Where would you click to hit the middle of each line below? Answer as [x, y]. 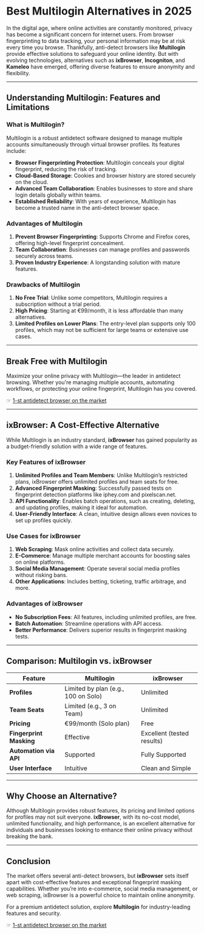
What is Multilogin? [36, 124]
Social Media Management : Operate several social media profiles [97, 569]
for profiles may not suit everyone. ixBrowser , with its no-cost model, [93, 817]
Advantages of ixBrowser [45, 604]
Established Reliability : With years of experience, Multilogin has [96, 201]
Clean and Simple [166, 768]
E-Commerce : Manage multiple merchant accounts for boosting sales [103, 556]
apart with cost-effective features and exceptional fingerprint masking [94, 882]
